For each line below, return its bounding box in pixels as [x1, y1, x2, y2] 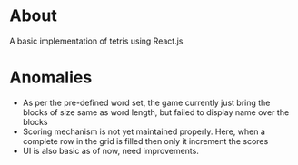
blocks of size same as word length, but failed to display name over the [22, 106, 290, 118]
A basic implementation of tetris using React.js [9, 35, 184, 46]
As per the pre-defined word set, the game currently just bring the [22, 97, 271, 108]
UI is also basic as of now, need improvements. [22, 145, 200, 156]
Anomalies [9, 67, 93, 88]
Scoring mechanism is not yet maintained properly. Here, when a [22, 126, 266, 137]
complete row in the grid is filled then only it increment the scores [22, 135, 269, 146]
